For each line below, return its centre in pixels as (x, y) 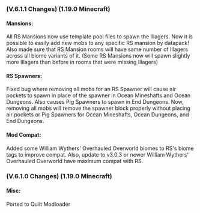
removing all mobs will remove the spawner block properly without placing (98, 108)
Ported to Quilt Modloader (38, 204)
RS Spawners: (24, 76)
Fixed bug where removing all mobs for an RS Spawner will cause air (91, 89)
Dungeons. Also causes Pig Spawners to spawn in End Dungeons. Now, (95, 102)
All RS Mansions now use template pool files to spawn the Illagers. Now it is (100, 37)
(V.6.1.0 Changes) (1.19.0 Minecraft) (59, 176)
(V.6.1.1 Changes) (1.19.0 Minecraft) (58, 9)
